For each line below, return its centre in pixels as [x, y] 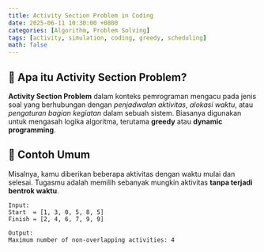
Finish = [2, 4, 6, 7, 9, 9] [56, 219]
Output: [21, 233]
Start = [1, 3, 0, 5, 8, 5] [56, 212]
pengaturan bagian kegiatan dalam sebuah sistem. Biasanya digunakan [125, 113]
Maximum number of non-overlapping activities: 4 [92, 240]
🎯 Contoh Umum [49, 155]
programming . [32, 130]
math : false [28, 45]
